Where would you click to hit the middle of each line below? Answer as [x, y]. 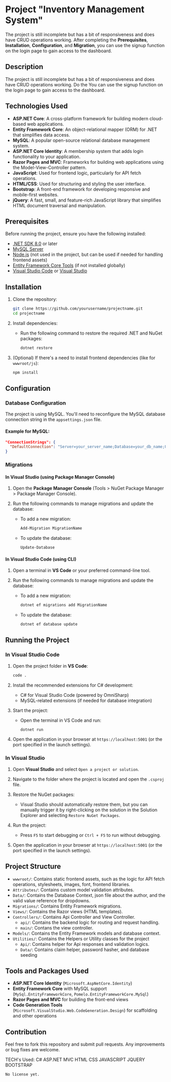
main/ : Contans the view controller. [56, 928]
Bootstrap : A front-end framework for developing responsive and [81, 189]
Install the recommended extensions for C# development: [73, 685]
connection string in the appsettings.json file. [53, 419]
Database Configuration [36, 403]
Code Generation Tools [37, 1005]
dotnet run [32, 730]
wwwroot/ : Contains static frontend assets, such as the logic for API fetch [89, 879]
